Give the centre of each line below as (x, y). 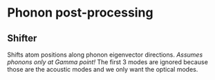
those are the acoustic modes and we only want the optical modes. (103, 69)
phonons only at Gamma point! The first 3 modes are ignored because (108, 62)
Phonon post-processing (80, 13)
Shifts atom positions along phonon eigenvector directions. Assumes (105, 54)
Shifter (22, 38)
